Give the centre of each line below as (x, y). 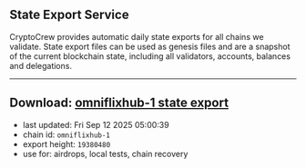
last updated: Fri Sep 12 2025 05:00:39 (96, 124)
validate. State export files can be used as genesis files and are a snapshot (150, 46)
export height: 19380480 (66, 143)
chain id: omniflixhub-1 (66, 134)
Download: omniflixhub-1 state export (119, 103)
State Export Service (69, 15)
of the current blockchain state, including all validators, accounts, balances (150, 56)
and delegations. (41, 65)
